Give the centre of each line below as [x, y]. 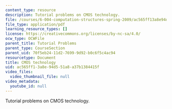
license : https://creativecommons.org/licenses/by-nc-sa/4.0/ [73, 34]
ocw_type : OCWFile [25, 39]
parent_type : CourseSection [35, 48]
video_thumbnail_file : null [40, 77]
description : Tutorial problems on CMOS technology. [63, 15]
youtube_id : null [28, 86]
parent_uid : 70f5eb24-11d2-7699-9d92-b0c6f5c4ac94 [60, 53]
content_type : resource [31, 10]
